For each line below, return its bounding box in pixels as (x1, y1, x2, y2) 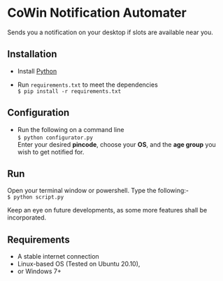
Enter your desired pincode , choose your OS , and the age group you (17, 140, 217, 148)
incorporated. (7, 213, 47, 222)
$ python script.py (7, 194, 64, 201)
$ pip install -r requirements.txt (17, 87, 122, 95)
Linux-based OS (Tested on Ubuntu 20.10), (17, 260, 141, 268)
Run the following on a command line (17, 125, 124, 134)
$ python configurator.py (17, 134, 93, 141)
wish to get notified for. (17, 147, 85, 156)
